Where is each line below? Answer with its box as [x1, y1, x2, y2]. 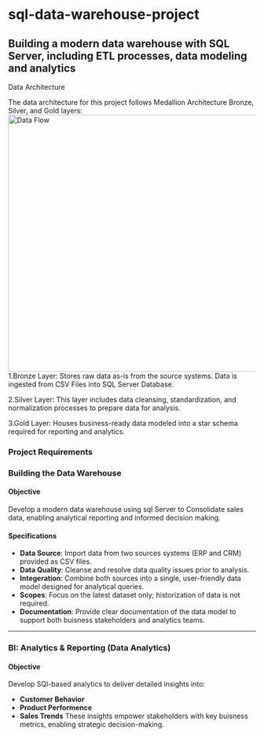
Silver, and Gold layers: [8, 106, 82, 115]
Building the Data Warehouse [8, 467, 122, 478]
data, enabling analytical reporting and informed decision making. [8, 513, 222, 523]
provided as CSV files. [19, 557, 92, 566]
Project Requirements [8, 446, 93, 457]
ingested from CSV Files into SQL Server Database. [8, 380, 174, 389]
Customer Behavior [19, 694, 85, 704]
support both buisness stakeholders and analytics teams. [19, 616, 206, 625]
